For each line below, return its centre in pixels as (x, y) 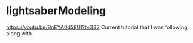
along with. (20, 33)
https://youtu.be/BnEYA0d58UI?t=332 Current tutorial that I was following (97, 27)
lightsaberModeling (56, 11)
